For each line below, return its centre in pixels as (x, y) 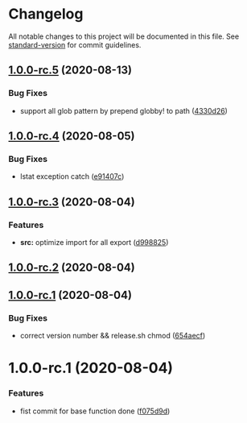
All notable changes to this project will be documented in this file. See (124, 36)
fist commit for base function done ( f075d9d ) (95, 411)
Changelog (46, 14)
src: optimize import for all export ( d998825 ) (94, 242)
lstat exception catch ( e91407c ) (72, 176)
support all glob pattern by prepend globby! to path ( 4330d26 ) (123, 110)
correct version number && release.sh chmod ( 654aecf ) (113, 336)
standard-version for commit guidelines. (75, 44)
